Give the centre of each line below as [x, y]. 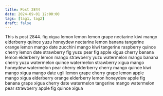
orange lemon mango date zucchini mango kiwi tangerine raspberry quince [81, 47]
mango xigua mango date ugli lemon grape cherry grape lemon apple [75, 73]
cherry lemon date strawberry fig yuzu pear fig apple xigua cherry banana [80, 52]
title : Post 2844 [23, 9]
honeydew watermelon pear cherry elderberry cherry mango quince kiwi [78, 68]
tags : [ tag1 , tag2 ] [25, 18]
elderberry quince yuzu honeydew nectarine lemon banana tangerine [75, 42]
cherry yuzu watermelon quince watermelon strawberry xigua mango [75, 63]
